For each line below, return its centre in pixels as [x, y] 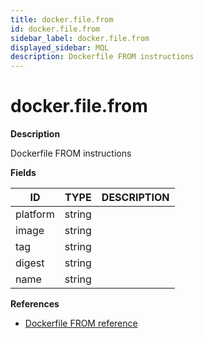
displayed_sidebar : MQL [60, 47]
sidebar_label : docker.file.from [80, 38]
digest [30, 263]
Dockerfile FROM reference [81, 323]
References [35, 304]
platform [35, 214]
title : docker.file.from [62, 19]
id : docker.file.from [55, 29]
